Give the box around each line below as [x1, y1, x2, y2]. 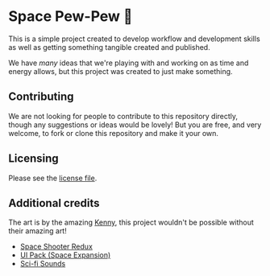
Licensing [8, 152, 59, 166]
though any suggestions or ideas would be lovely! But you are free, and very [8, 120, 262, 130]
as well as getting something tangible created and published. [8, 42, 211, 51]
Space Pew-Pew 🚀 [8, 7, 133, 26]
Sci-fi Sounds [19, 259, 66, 269]
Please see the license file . [8, 173, 98, 183]
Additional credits [8, 196, 100, 210]
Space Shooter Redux [19, 241, 93, 252]
